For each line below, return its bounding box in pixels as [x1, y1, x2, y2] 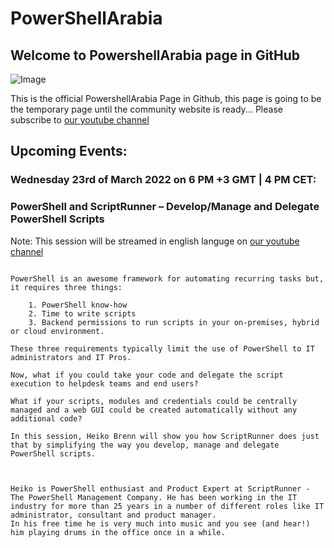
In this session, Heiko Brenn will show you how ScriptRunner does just [10, 431, 320, 441]
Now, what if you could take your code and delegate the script [10, 370, 284, 380]
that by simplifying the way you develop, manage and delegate [10, 440, 280, 450]
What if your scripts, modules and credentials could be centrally [10, 396, 298, 406]
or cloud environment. [10, 326, 105, 336]
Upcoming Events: [10, 143, 128, 160]
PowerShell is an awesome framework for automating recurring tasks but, [10, 273, 325, 284]
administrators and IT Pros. [10, 352, 132, 362]
